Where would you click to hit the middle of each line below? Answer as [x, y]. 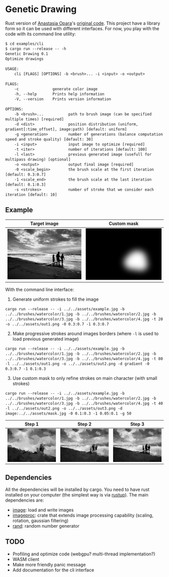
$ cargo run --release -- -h [36, 49]
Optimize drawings [24, 59]
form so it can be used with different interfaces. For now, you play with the [82, 28]
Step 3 [137, 424]
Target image [44, 224]
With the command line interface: [40, 289]
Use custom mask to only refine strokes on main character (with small [85, 378]
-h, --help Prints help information [59, 94]
